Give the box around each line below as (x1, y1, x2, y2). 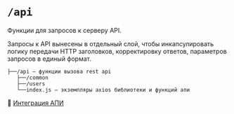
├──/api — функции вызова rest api (7, 68, 112, 75)
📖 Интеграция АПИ (7, 99, 65, 107)
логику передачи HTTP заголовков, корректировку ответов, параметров (7, 47, 227, 55)
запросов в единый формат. (7, 55, 91, 63)
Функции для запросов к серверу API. (7, 26, 122, 34)
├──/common (16, 74, 49, 81)
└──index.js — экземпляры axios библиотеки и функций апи (16, 86, 190, 93)
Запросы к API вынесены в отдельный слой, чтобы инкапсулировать (7, 39, 214, 48)
